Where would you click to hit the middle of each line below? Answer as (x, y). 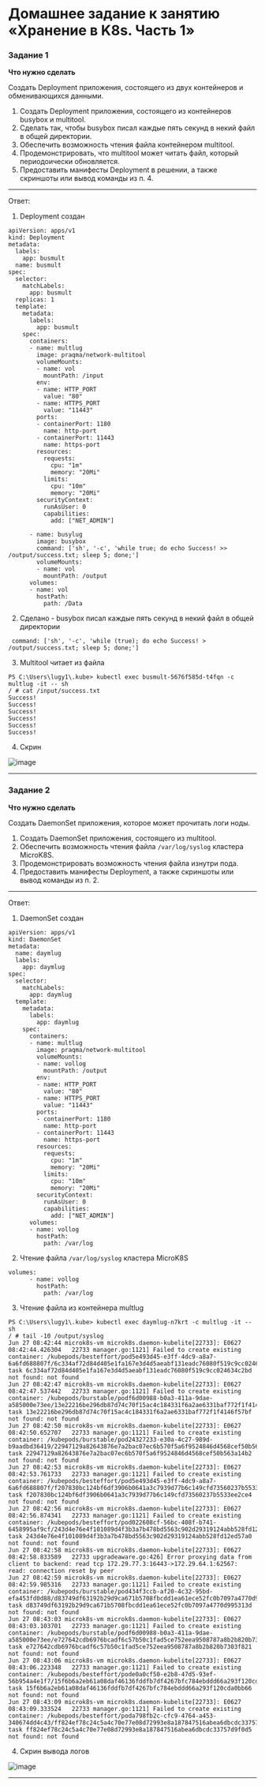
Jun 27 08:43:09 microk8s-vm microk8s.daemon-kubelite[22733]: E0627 (125, 1702)
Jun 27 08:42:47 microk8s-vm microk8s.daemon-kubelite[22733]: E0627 (125, 1384)
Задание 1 (28, 55)
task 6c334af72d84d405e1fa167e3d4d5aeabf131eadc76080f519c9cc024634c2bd (130, 1370)
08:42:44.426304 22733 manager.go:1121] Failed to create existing (125, 1350)
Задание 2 (29, 790)
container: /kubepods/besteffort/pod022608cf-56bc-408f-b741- (112, 1522)
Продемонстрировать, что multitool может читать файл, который (129, 153)
